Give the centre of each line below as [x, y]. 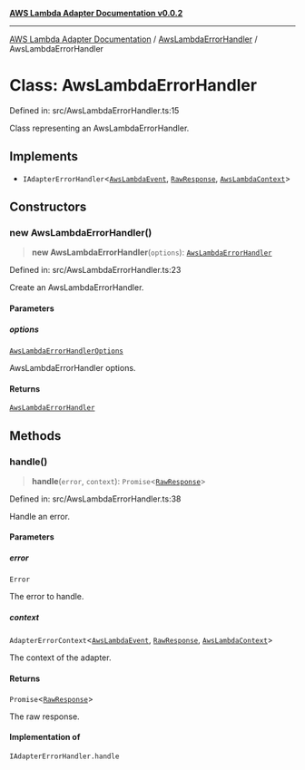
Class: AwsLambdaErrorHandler [133, 86]
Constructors [48, 207]
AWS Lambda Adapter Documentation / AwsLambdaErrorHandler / [133, 39]
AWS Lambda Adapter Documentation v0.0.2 [96, 13]
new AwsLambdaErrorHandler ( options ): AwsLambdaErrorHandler [152, 252]
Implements [44, 156]
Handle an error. [40, 516]
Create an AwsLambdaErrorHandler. [77, 288]
